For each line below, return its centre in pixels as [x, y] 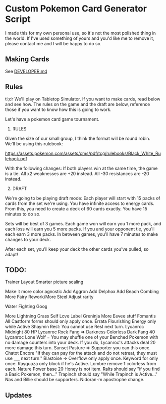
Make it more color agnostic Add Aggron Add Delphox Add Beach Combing [82, 292]
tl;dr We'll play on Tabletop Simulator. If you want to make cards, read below [83, 99]
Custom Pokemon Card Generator [76, 9]
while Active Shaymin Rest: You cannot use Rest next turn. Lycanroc [75, 327]
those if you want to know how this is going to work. [58, 109]
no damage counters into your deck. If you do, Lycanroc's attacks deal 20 [81, 343]
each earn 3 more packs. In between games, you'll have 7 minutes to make [82, 234]
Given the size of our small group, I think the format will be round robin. [78, 138]
